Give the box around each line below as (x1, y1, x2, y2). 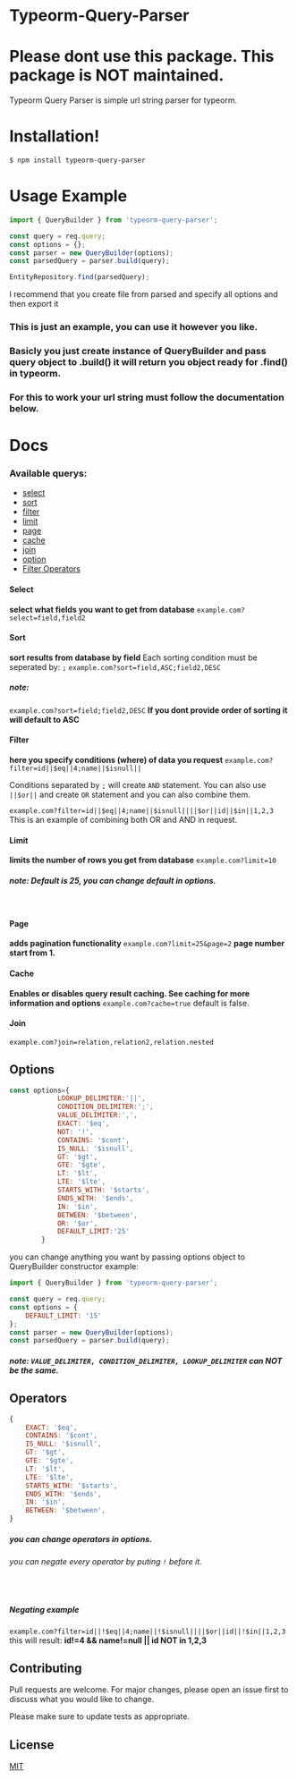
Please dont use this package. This (9, 47, 275, 67)
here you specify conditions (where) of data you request (9, 754, 224, 765)
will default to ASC (9, 714, 81, 725)
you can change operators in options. (9, 1533, 153, 1544)
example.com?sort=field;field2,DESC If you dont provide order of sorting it (9, 704, 288, 716)
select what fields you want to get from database (9, 604, 195, 615)
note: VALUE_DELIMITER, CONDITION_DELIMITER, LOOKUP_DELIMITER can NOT (9, 1355, 283, 1366)
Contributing (9, 1661, 82, 1676)
